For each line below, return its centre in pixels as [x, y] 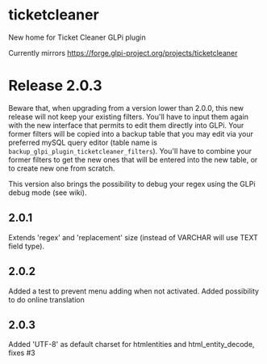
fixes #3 [22, 353]
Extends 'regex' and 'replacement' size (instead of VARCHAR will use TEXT [133, 237]
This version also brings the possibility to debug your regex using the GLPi [132, 184]
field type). [27, 246]
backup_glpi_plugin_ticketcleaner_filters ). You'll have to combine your [130, 150]
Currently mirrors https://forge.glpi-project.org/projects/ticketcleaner [123, 53]
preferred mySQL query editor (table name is [83, 142]
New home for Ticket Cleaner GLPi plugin [77, 37]
